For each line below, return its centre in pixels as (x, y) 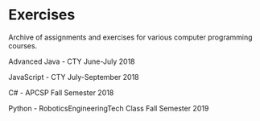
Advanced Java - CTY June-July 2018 (72, 61)
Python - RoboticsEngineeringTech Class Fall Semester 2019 (109, 108)
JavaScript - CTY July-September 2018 (74, 77)
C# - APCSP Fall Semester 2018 (61, 92)
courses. (23, 45)
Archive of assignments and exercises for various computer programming (130, 37)
